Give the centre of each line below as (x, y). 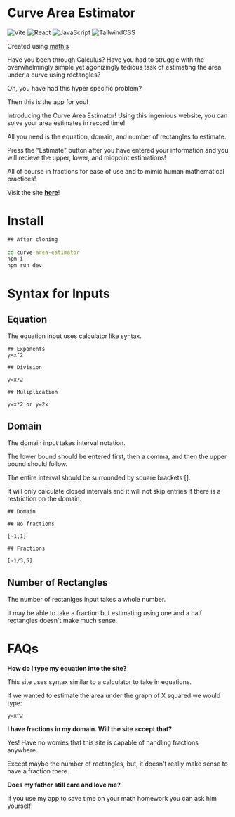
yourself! (20, 806)
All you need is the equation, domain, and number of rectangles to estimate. (117, 136)
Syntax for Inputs (59, 294)
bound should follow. (38, 464)
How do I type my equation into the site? (67, 668)
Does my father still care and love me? (64, 785)
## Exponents (26, 349)
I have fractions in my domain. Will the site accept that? (90, 728)
